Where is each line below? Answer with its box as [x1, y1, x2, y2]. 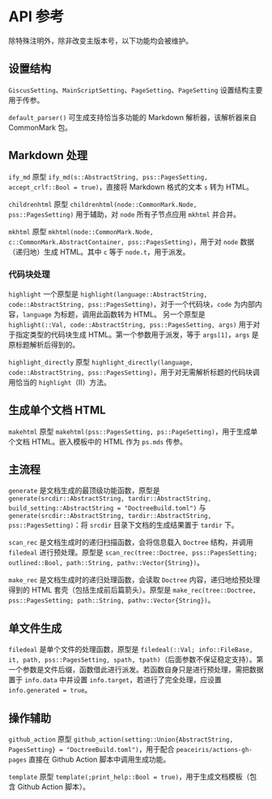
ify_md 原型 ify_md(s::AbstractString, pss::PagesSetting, [8, 171, 208, 181]
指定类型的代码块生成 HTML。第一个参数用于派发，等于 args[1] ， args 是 [15, 330, 259, 339]
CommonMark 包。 [8, 123, 73, 132]
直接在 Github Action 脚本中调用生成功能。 [28, 754, 171, 764]
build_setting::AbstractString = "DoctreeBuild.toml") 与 [8, 503, 206, 512]
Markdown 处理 [8, 149, 88, 162]
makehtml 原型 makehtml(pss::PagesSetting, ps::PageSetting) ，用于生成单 [8, 426, 258, 436]
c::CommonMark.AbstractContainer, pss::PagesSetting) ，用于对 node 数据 [8, 236, 255, 246]
